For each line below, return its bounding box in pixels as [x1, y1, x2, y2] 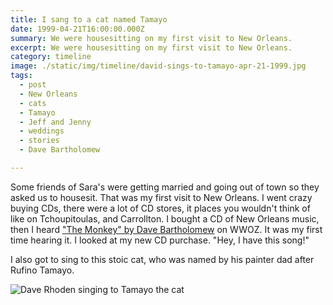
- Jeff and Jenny [19, 117, 92, 127]
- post [19, 80, 47, 90]
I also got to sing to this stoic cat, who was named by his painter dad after [10, 253, 315, 265]
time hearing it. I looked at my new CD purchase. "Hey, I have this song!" [10, 234, 310, 246]
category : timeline [10, 52, 92, 62]
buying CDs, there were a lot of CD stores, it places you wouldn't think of [10, 202, 311, 214]
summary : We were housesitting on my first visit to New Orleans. [10, 33, 293, 43]
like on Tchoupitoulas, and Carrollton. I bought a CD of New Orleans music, [10, 212, 320, 225]
